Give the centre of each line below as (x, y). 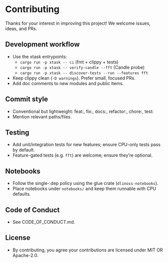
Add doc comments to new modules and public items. (68, 83)
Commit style (27, 99)
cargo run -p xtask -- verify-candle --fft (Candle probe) (82, 67)
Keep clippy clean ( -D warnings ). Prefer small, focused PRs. (74, 78)
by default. (24, 150)
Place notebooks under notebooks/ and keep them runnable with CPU (84, 189)
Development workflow (43, 45)
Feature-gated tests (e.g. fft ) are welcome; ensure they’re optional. (82, 155)
